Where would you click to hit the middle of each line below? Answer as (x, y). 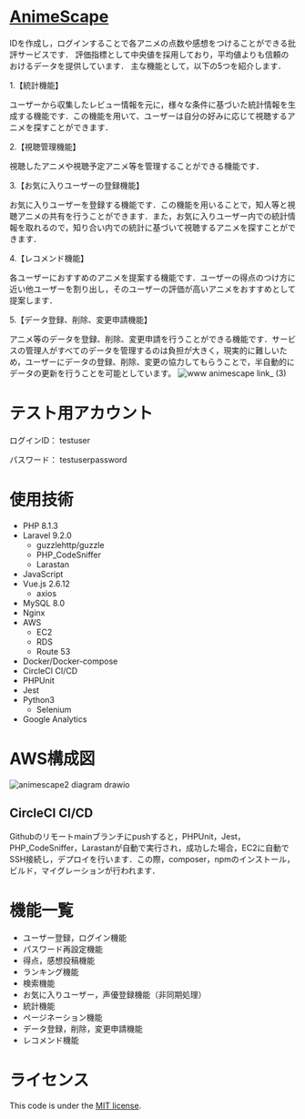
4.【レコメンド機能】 (49, 258)
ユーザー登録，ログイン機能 (75, 937)
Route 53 (53, 651)
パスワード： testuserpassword (68, 459)
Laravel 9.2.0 (47, 535)
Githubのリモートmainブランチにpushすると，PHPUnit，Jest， (127, 836)
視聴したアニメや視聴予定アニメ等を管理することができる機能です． (137, 166)
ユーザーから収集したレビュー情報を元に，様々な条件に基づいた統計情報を (149, 104)
